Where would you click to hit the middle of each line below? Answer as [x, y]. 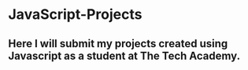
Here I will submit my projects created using [118, 44]
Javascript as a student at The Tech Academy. [124, 55]
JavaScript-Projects [75, 15]
